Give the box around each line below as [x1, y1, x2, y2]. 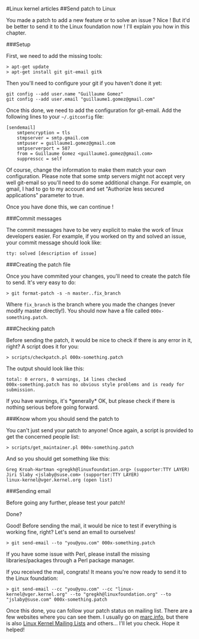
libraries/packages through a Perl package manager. [6, 557, 135, 564]
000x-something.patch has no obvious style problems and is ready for [6, 381, 185, 387]
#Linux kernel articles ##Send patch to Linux [6, 5, 116, 12]
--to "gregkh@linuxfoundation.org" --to [70, 591, 171, 597]
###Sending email [6, 488, 51, 494]
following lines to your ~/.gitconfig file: [6, 113, 104, 120]
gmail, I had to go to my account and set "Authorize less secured [6, 185, 165, 193]
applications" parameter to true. [6, 192, 84, 198]
